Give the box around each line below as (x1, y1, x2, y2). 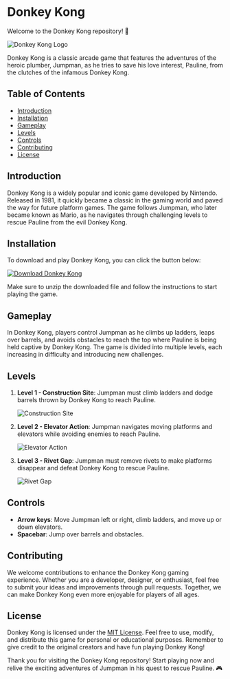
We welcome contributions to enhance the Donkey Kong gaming (7, 568, 189, 576)
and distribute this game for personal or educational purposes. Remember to (7, 636, 224, 644)
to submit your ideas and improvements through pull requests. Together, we (7, 583, 222, 591)
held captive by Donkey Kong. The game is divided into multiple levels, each (7, 343, 222, 351)
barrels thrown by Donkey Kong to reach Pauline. (16, 396, 156, 404)
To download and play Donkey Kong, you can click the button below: (7, 256, 201, 264)
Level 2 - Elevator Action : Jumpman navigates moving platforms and (16, 423, 213, 430)
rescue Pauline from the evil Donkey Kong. (7, 218, 128, 226)
